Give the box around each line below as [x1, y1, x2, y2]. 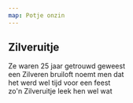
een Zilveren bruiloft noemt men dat [8, 70, 124, 79]
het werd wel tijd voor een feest [8, 78, 111, 87]
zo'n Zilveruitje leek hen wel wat [8, 86, 113, 96]
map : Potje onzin [8, 11, 65, 20]
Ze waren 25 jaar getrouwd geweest [8, 61, 126, 71]
